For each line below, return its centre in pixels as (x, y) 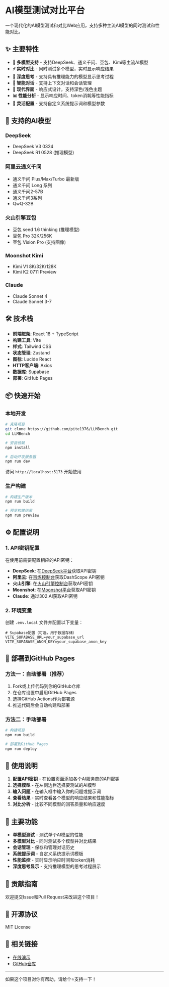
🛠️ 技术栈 (19, 319)
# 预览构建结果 (19, 511)
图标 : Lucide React (32, 359)
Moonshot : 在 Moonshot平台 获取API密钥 (54, 590)
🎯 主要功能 (21, 821)
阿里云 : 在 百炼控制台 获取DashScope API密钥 (58, 577)
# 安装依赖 (15, 443)
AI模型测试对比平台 (45, 10)
